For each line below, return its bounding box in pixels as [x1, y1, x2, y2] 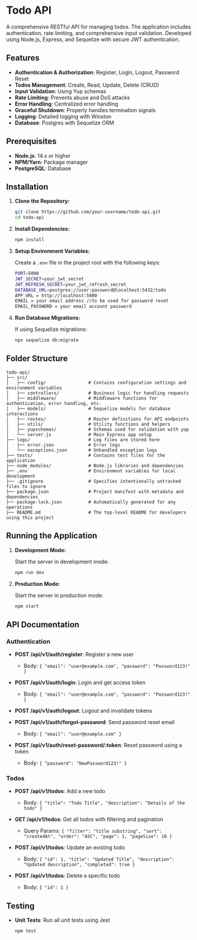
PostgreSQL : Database [14, 164, 72, 172]
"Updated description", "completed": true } [23, 862, 135, 868]
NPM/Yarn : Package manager [14, 158, 88, 165]
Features [6, 53, 40, 63]
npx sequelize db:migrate [14, 337, 79, 343]
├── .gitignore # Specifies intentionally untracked [6, 478, 182, 484]
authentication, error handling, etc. [6, 400, 102, 406]
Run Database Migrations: [14, 314, 80, 321]
